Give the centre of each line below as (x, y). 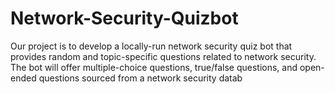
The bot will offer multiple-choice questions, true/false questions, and (154, 67)
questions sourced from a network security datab (140, 78)
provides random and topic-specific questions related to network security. (163, 56)
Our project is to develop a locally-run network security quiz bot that (151, 46)
